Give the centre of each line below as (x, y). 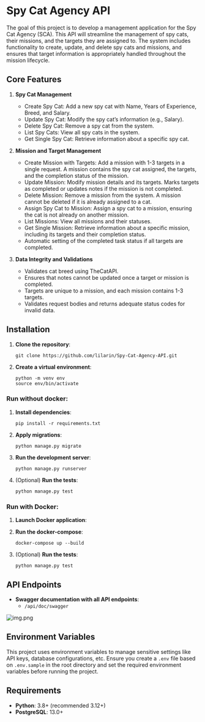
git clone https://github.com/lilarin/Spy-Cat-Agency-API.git (96, 355)
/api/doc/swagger (47, 606)
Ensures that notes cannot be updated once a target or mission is (107, 277)
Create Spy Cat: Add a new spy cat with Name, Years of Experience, (110, 106)
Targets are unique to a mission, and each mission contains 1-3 (104, 290)
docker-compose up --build (50, 543)
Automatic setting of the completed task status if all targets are (104, 240)
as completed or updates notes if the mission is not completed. (104, 188)
